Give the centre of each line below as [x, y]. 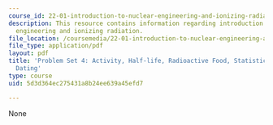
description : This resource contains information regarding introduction [136, 23]
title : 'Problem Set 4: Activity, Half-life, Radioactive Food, [119, 61]
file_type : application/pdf [56, 46]
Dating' [29, 69]
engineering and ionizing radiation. [80, 31]
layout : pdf [28, 53]
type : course [30, 76]
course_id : [27, 16]
